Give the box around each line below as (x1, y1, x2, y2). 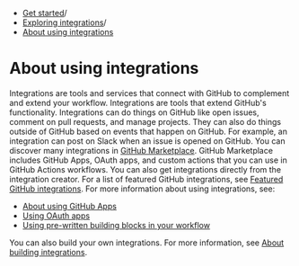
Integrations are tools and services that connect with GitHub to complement (9, 87, 290, 98)
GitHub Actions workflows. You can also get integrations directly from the (9, 164, 281, 174)
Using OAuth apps (22, 210, 91, 221)
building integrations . (9, 246, 88, 257)
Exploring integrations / (22, 17, 107, 28)
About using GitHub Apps (22, 200, 117, 211)
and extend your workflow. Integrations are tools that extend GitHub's (9, 97, 267, 108)
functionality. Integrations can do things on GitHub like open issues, (9, 107, 259, 118)
